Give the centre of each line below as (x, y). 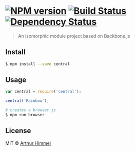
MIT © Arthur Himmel (28, 143)
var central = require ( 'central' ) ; (43, 92)
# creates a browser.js (31, 110)
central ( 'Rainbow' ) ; (27, 101)
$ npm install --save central (38, 64)
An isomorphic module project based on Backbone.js (74, 36)
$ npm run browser (25, 115)
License (18, 131)
